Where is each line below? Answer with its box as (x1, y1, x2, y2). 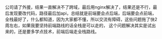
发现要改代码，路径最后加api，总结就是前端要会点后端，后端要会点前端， (9, 10, 157, 16)
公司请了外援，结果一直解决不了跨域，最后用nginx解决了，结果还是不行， (5, 4, 153, 10)
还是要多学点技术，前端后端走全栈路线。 (18, 29, 99, 34)
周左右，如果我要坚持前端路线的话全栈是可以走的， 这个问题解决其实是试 (5, 22, 152, 28)
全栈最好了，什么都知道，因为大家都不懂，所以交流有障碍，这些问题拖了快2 (5, 17, 158, 22)
